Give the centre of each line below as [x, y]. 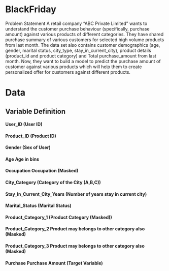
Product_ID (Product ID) [31, 136]
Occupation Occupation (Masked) [42, 171]
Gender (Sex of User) [28, 147]
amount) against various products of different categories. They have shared [84, 34]
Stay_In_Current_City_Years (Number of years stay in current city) [76, 194]
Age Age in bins [22, 159]
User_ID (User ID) [24, 124]
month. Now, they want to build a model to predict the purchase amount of [83, 61]
